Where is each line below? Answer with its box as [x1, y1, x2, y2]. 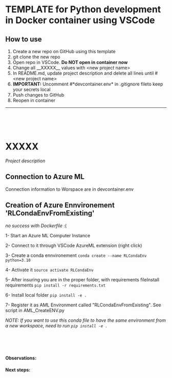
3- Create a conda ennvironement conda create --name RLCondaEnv [5, 252, 147, 258]
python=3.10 [5, 257, 31, 263]
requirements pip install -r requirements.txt [5, 282, 106, 288]
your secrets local [12, 86, 51, 93]
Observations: [5, 355, 37, 361]
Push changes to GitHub [12, 92, 64, 98]
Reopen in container [12, 97, 55, 103]
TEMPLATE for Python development [5, 4, 161, 15]
